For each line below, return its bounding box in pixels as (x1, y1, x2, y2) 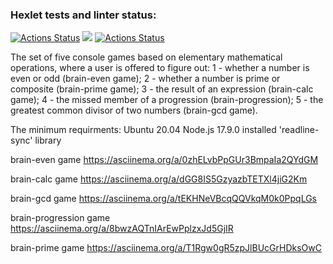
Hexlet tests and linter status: (10, 8, 157, 22)
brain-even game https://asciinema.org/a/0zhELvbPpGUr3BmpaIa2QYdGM (10, 154, 319, 166)
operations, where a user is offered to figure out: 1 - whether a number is (10, 62, 310, 74)
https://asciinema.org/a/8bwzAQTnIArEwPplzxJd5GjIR (10, 223, 234, 235)
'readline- (278, 124, 320, 136)
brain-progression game (10, 212, 111, 224)
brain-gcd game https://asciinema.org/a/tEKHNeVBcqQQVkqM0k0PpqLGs (10, 193, 318, 205)
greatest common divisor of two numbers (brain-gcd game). (10, 104, 258, 117)
